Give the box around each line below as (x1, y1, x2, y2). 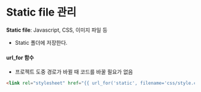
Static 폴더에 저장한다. (14, 39, 68, 46)
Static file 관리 (6, 5, 77, 19)
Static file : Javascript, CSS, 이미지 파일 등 (6, 26, 108, 33)
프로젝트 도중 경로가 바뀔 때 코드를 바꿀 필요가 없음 (14, 68, 133, 75)
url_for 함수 (6, 54, 34, 61)
